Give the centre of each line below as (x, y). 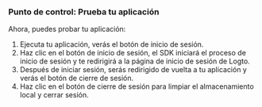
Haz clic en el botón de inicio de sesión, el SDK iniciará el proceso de (133, 53)
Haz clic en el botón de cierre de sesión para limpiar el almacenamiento (137, 86)
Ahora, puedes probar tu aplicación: (67, 29)
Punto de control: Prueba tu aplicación (84, 12)
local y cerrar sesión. (54, 95)
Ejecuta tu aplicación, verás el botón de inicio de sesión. (112, 44)
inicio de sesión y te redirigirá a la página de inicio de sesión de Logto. (135, 61)
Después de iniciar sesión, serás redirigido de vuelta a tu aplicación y (133, 70)
